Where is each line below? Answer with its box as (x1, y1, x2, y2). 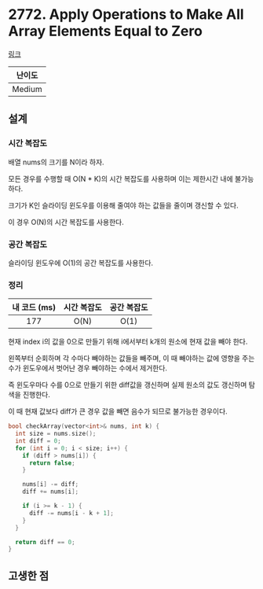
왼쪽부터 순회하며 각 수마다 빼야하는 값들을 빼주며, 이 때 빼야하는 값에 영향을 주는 (8, 354, 255, 363)
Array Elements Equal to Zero (8, 22, 203, 40)
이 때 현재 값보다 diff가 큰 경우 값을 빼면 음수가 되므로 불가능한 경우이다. (8, 407, 228, 416)
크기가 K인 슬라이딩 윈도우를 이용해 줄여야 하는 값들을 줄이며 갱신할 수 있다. (8, 201, 239, 210)
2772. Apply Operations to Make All (8, 6, 245, 24)
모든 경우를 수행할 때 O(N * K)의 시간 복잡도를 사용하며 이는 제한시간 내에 (8, 174, 233, 183)
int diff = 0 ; (15, 436, 61, 445)
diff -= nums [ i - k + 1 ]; (28, 509, 114, 517)
